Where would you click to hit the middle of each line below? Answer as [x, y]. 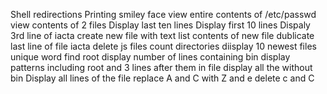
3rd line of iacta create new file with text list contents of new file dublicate [162, 35]
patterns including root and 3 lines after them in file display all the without [161, 67]
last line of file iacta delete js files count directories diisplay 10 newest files [163, 46]
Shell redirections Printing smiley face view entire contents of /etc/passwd [163, 14]
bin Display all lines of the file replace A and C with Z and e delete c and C [162, 78]
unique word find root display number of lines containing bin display [150, 57]
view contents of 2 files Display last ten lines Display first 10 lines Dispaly [160, 25]
